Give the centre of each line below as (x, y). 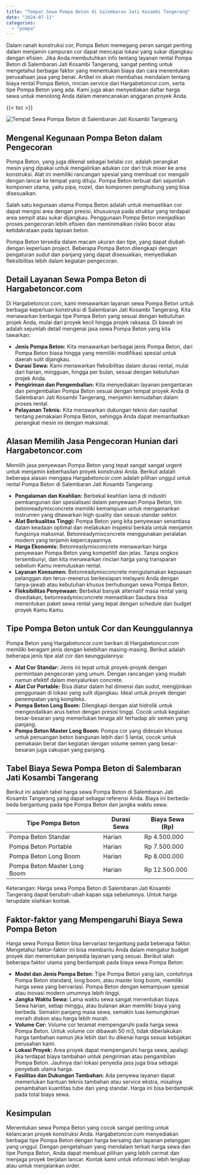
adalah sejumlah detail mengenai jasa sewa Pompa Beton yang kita (88, 328)
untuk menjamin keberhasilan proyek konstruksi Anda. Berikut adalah (91, 471)
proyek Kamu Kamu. (40, 610)
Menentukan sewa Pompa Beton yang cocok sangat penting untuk (88, 1127)
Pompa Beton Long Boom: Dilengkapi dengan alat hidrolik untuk (93, 705)
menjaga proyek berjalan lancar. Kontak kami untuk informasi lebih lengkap (98, 1159)
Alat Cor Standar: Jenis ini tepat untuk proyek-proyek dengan (91, 667)
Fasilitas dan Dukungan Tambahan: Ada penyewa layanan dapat (95, 1075)
